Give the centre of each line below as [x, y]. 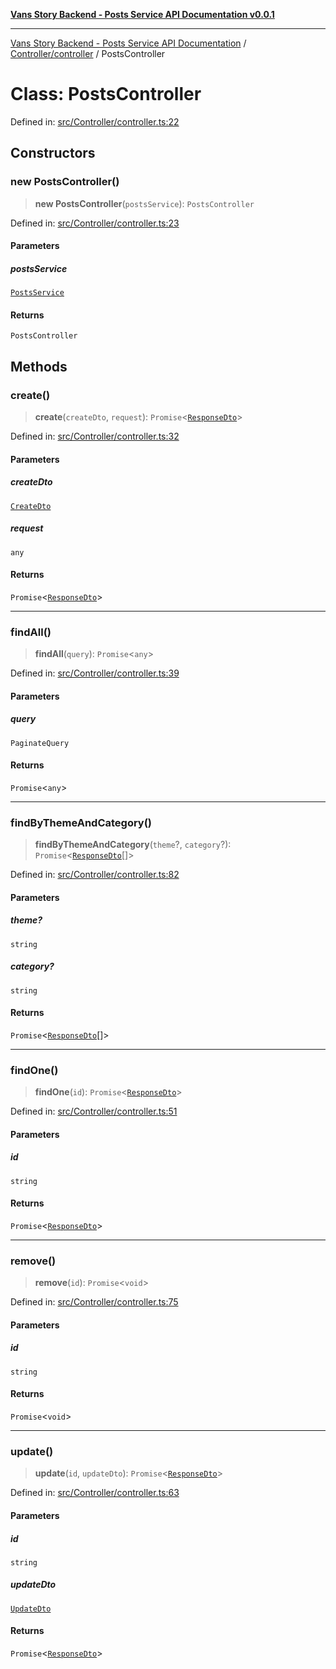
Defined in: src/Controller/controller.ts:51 [94, 1111]
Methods [39, 366]
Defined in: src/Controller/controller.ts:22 [95, 121]
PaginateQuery [40, 743]
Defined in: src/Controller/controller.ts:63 [95, 1493]
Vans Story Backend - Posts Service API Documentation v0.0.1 [142, 14]
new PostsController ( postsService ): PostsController [144, 203]
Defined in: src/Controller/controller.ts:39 [95, 673]
